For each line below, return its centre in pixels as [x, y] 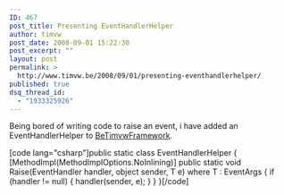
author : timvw [36, 34]
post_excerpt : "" [42, 51]
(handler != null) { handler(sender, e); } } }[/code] [99, 182]
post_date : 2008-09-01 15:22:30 [69, 42]
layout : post [33, 59]
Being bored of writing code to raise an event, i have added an [124, 126]
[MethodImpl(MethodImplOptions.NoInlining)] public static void [125, 163]
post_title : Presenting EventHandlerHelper [92, 26]
